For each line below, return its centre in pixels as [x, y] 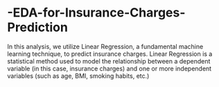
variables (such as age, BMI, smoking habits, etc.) [78, 76]
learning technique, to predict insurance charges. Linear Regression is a [110, 54]
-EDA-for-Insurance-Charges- [96, 13]
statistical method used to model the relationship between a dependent [109, 61]
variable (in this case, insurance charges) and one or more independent [109, 68]
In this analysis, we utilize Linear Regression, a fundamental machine [105, 46]
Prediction [37, 27]
